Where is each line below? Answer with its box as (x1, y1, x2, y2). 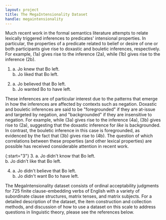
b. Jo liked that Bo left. (12, 72, 59, 77)
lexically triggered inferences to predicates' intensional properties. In (5, 35, 146, 41)
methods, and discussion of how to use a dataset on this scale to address (5, 204, 156, 210)
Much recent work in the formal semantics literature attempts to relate (5, 30, 148, 36)
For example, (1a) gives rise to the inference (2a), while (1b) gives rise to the (5, 51, 161, 57)
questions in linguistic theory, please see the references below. (5, 209, 134, 215)
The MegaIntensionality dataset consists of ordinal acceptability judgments (5, 183, 159, 189)
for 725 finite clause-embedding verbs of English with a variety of (5, 188, 140, 194)
